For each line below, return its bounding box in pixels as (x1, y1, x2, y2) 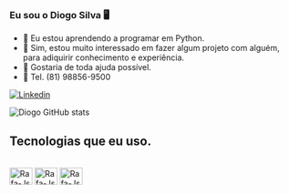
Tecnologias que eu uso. (9, 133, 152, 148)
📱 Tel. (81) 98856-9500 (22, 72, 111, 83)
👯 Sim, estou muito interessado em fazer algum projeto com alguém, (22, 43, 280, 54)
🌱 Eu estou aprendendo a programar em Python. (22, 33, 205, 44)
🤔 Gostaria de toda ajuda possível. (22, 62, 152, 73)
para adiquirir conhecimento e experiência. (22, 52, 185, 63)
